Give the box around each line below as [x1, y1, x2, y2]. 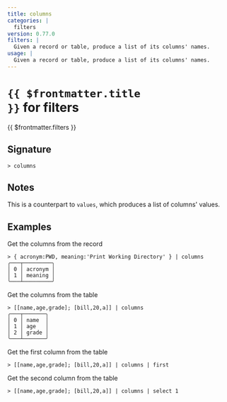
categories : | [7, 17, 50, 24]
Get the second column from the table [7, 374, 118, 383]
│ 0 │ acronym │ [7, 266, 55, 273]
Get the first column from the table [7, 348, 108, 357]
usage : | [7, 50, 33, 57]
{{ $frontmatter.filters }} [7, 123, 76, 131]
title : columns [7, 10, 52, 18]
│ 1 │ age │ [7, 323, 50, 330]
